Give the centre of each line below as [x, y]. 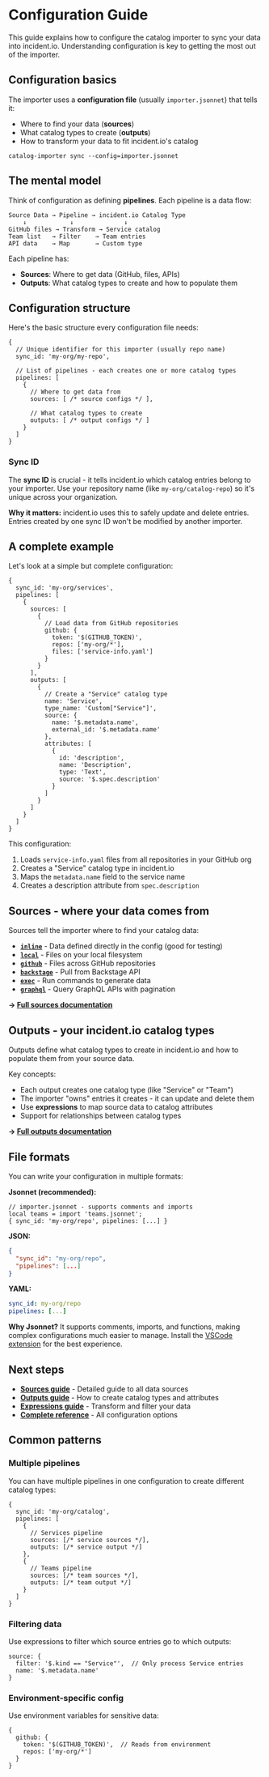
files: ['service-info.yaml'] [102, 652]
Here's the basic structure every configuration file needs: [104, 328]
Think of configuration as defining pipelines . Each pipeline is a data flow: [130, 200]
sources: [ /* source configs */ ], [91, 399]
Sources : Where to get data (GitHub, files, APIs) [100, 274]
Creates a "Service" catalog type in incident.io [97, 868]
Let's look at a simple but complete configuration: [91, 566]
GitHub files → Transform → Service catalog [84, 229]
